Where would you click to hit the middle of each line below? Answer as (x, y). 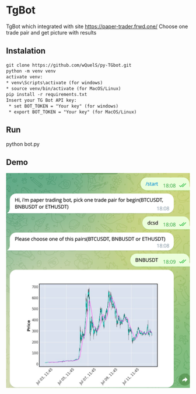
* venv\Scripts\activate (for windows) (55, 82)
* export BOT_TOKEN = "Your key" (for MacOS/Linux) (73, 112)
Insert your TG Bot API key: (41, 100)
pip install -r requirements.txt (47, 94)
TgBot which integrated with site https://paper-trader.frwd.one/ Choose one (97, 26)
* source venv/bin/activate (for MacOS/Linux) (64, 88)
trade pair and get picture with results (51, 32)
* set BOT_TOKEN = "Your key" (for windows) (63, 106)
